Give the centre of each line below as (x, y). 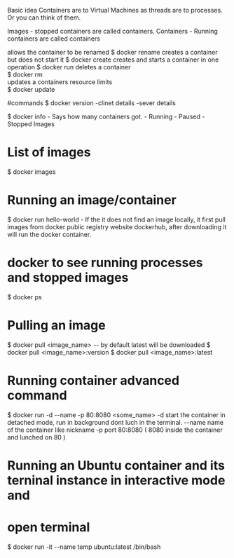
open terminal (49, 528)
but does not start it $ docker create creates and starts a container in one (113, 60)
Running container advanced (94, 380)
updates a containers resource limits (60, 82)
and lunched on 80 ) (36, 437)
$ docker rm (25, 74)
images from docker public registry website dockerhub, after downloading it (117, 226)
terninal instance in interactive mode (116, 480)
